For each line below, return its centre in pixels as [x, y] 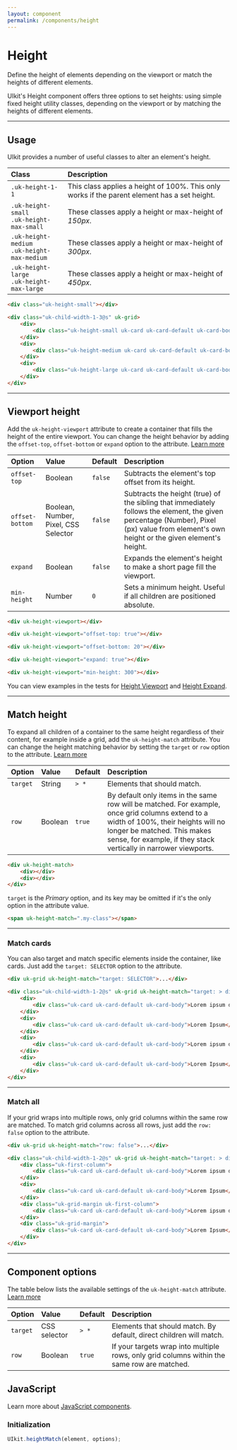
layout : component [34, 14]
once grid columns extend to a [157, 813]
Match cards [29, 943]
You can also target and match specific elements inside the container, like [114, 959]
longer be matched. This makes [159, 830]
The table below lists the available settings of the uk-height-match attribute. [117, 1289]
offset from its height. [159, 482]
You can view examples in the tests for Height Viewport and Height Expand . [117, 685]
